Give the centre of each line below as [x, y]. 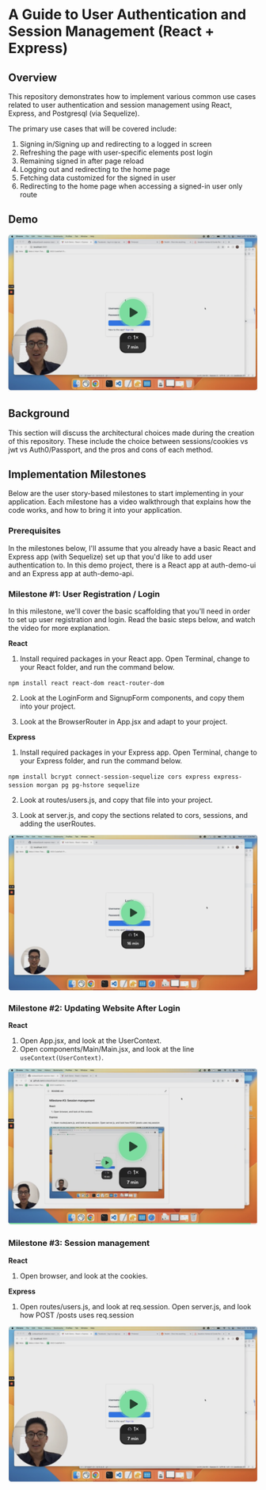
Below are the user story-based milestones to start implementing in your [126, 494]
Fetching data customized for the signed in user [98, 178]
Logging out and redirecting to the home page [95, 169]
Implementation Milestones [77, 474]
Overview [33, 77]
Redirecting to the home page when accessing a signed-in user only [131, 186]
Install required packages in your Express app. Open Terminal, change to [138, 752]
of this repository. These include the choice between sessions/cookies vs [128, 441]
